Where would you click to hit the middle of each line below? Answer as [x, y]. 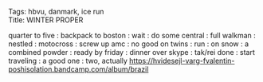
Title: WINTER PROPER [46, 20]
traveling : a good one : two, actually [68, 61]
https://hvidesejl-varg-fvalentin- [182, 61]
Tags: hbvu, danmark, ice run [56, 12]
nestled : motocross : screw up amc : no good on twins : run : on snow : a [129, 44]
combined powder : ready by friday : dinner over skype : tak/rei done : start [131, 52]
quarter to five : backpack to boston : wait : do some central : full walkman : [132, 35]
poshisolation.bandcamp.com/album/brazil [79, 69]
